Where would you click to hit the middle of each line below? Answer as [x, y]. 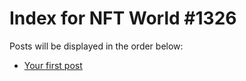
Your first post [53, 65]
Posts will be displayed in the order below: [96, 46]
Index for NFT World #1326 [123, 18]
